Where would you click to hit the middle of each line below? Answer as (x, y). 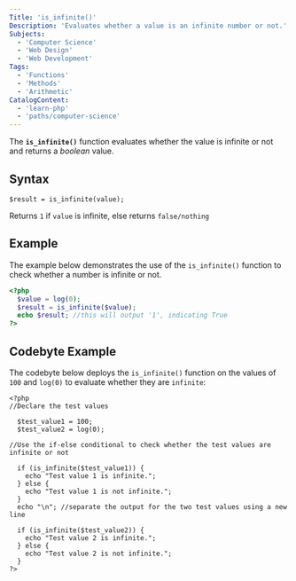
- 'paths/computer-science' (69, 116)
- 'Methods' (39, 83)
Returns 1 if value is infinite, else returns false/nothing (109, 216)
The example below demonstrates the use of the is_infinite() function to (145, 265)
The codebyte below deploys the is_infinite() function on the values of (143, 373)
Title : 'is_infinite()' (53, 17)
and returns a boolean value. (62, 151)
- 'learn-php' (43, 108)
